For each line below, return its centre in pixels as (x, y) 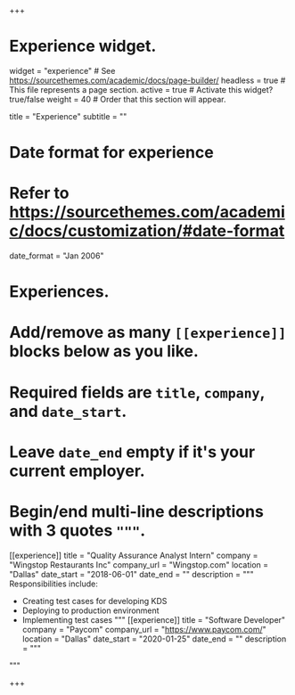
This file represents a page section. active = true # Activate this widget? (141, 89)
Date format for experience (111, 153)
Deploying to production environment (90, 610)
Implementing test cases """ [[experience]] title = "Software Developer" (154, 619)
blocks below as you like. (104, 352)
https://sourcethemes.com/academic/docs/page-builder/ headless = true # (147, 80)
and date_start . (68, 411)
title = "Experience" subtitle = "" (68, 116)
